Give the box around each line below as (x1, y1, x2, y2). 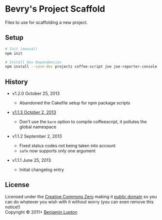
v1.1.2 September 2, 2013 (12, 134, 62, 139)
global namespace (19, 124, 57, 130)
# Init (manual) (5, 46, 38, 51)
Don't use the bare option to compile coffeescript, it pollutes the (19, 119, 147, 125)
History (5, 78, 28, 86)
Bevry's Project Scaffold (5, 3, 105, 15)
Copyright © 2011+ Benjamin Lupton (5, 209, 78, 215)
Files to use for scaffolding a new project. (5, 19, 88, 25)
